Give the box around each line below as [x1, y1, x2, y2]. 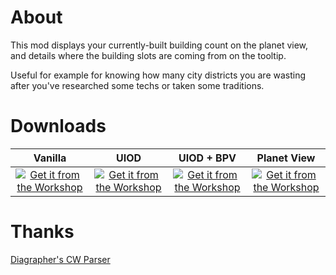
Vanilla [33, 151, 67, 165]
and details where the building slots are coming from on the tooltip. [10, 49, 287, 61]
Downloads [10, 115, 107, 138]
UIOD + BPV [178, 151, 237, 165]
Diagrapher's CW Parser [10, 253, 111, 265]
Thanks [10, 221, 75, 243]
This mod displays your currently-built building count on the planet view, [10, 39, 309, 51]
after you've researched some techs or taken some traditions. [10, 79, 265, 91]
